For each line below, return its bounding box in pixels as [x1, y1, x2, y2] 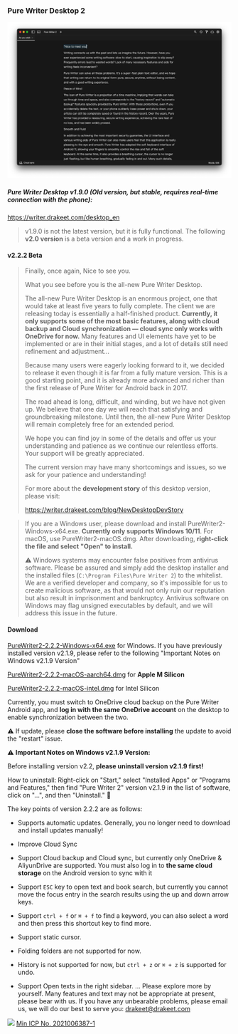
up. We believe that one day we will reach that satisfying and [24, 405, 203, 414]
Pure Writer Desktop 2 [7, 6, 85, 16]
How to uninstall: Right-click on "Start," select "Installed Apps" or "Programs [7, 775, 231, 784]
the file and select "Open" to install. [24, 542, 134, 550]
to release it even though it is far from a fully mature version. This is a [24, 369, 228, 377]
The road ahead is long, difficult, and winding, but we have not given [24, 397, 226, 406]
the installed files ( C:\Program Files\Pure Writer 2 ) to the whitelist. [24, 571, 223, 580]
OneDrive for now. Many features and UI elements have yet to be [24, 332, 217, 340]
